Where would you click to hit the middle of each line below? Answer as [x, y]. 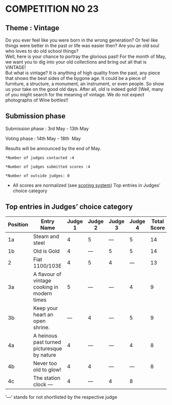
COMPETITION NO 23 [52, 9]
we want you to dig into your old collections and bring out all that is [76, 62]
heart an [43, 314]
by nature [45, 355]
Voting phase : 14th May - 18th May [43, 138]
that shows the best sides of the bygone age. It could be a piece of [76, 78]
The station [47, 378]
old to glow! [47, 370]
